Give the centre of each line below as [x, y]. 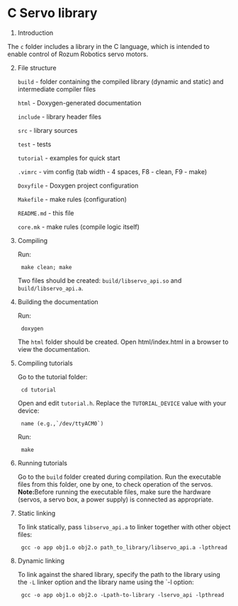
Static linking [36, 513]
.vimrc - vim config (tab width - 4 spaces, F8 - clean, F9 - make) [112, 171]
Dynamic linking [41, 561]
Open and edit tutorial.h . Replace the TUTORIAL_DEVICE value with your [122, 403]
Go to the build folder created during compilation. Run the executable [119, 477]
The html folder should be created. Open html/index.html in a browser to [123, 342]
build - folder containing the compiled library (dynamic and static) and [121, 81]
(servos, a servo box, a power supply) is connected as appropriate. [115, 499]
